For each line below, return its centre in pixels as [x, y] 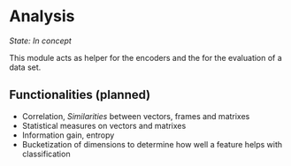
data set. [25, 67]
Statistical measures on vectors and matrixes [104, 125]
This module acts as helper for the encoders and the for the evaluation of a [146, 57]
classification [46, 154]
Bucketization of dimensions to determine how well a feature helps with [152, 144]
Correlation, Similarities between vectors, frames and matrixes [136, 116]
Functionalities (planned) [80, 95]
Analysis [42, 16]
